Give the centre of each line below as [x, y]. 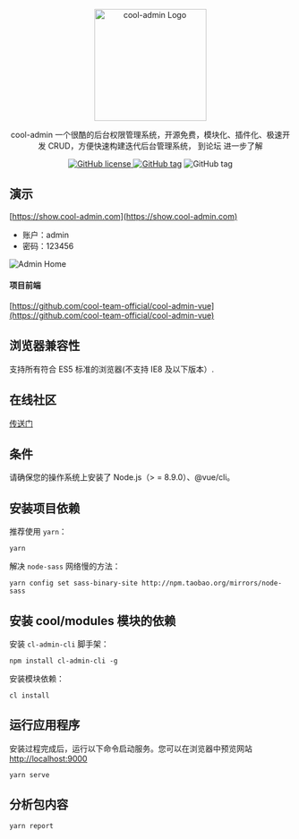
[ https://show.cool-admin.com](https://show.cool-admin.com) [124, 216]
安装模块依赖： [37, 679]
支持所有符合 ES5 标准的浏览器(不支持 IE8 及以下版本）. [112, 369]
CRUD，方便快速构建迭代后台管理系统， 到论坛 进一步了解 [155, 146]
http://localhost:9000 [48, 758]
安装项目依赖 [45, 508]
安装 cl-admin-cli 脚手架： [59, 644]
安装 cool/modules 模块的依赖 [93, 621]
